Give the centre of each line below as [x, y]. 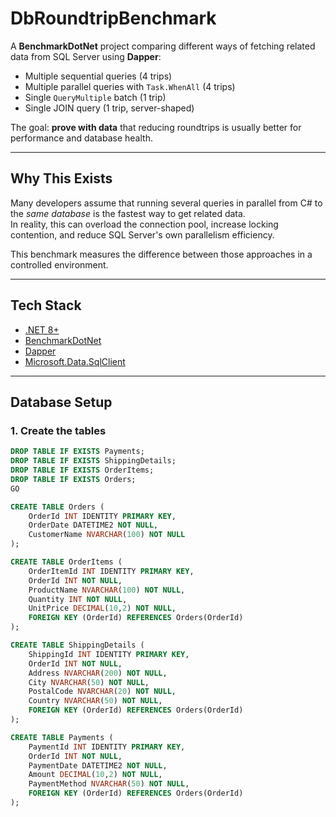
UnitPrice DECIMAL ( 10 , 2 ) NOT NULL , [102, 608]
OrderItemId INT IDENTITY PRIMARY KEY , [111, 571]
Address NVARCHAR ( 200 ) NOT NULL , [98, 673]
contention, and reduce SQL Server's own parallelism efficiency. [142, 234]
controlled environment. [59, 264]
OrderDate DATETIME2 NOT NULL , [93, 525]
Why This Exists [61, 178]
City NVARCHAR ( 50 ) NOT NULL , [89, 682]
